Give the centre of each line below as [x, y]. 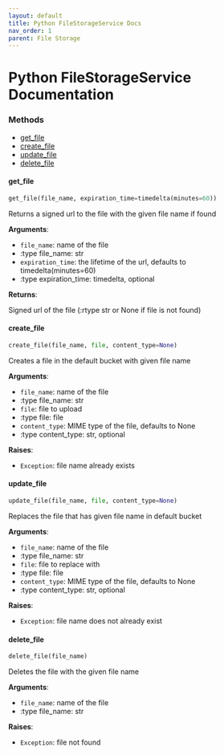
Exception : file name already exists [77, 465]
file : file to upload [51, 408]
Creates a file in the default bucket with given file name [100, 360]
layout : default [35, 16]
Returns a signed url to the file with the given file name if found [112, 213]
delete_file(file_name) [48, 656]
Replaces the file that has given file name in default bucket [105, 516]
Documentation [61, 95]
